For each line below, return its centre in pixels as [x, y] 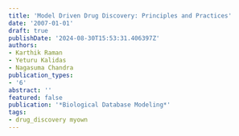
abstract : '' [30, 90]
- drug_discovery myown [48, 120]
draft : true [28, 30]
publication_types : [41, 75]
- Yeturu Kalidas [37, 61]
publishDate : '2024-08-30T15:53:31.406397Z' [84, 38]
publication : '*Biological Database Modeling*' [90, 105]
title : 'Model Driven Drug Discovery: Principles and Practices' [120, 16]
